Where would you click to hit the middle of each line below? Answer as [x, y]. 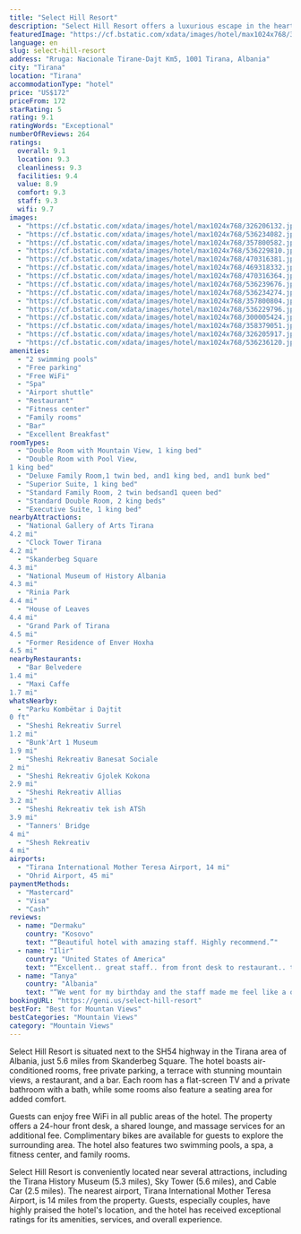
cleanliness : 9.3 [50, 168]
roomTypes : [30, 443]
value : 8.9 [38, 185]
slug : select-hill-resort [57, 51]
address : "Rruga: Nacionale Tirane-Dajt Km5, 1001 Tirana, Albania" [140, 59]
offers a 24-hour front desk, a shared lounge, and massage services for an [147, 1126]
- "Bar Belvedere [50, 668]
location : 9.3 [43, 159]
